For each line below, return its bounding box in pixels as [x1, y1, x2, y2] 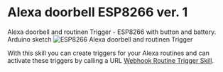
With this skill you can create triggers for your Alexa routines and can [7, 49, 210, 57]
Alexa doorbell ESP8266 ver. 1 [7, 4, 188, 20]
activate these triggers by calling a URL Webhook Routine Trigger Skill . [7, 56, 214, 64]
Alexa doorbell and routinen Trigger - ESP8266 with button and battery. [7, 28, 217, 36]
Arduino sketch [7, 35, 52, 43]
